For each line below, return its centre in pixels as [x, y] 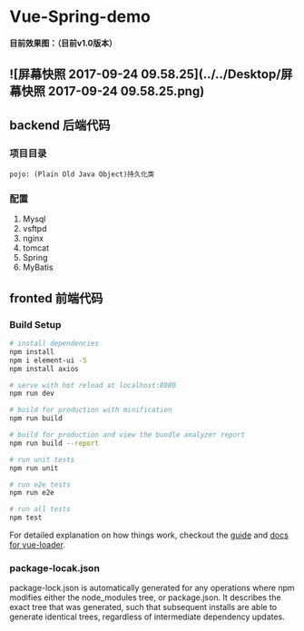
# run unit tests [42, 459]
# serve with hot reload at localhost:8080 [93, 385]
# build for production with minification [91, 410]
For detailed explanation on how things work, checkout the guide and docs [149, 535]
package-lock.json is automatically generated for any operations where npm [152, 588]
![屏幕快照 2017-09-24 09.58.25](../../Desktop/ [145, 74]
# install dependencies [54, 343]
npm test [26, 518]
